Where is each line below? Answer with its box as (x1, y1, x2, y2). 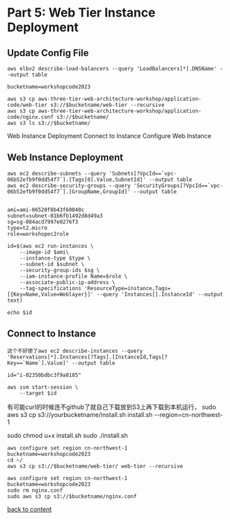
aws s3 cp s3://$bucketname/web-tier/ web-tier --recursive (7, 463, 184, 470)
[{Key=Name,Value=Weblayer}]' (7, 291, 94, 298)
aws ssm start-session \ (7, 383, 79, 391)
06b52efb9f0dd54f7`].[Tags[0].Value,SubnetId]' (7, 176, 147, 183)
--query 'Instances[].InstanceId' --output (96, 291, 224, 298)
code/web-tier (7, 102, 48, 108)
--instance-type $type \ (19, 254, 91, 262)
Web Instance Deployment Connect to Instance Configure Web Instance (7, 132, 211, 139)
